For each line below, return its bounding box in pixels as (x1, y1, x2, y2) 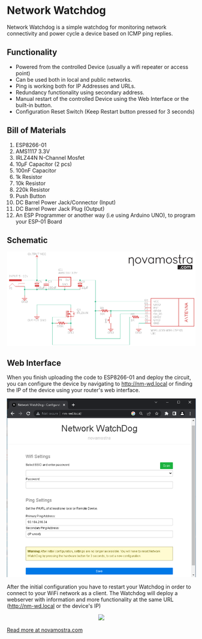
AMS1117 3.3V (15, 148, 50, 155)
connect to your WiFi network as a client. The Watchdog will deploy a (7, 590, 178, 597)
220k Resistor (15, 186, 50, 193)
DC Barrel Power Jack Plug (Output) (15, 205, 105, 212)
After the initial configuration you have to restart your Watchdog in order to (7, 583, 191, 590)
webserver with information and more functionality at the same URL (7, 596, 174, 604)
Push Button (15, 192, 46, 199)
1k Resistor (15, 173, 43, 180)
